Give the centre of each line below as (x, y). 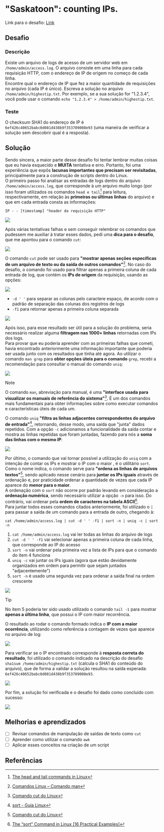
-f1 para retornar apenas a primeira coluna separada (65, 309)
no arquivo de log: (23, 634)
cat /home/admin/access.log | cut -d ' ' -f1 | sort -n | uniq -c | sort (82, 521)
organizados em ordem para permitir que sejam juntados (69, 565)
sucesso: (14, 697)
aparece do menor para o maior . (38, 485)
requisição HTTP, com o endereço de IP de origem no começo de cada (76, 73)
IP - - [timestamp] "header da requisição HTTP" (55, 211)
